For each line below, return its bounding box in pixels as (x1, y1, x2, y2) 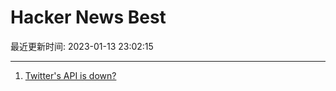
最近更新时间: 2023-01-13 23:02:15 (10, 40, 154, 52)
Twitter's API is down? (24, 69, 117, 81)
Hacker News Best (10, 6, 167, 29)
